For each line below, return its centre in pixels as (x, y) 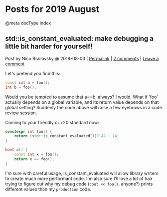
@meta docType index (28, 23)
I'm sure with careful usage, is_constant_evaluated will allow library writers (82, 173)
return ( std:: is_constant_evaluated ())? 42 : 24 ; (67, 136)
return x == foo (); (34, 159)
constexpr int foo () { (29, 131)
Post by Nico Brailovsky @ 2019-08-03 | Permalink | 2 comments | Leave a (82, 58)
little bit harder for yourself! (49, 47)
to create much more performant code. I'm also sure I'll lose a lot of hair (79, 179)
